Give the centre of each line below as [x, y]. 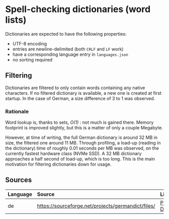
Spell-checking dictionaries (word [78, 9]
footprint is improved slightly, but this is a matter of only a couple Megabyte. [84, 128]
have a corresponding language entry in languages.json [70, 54]
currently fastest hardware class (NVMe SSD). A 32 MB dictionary [73, 154]
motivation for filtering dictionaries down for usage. [58, 164]
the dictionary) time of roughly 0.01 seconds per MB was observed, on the [82, 148]
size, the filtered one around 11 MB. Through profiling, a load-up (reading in [83, 143]
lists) [16, 20]
